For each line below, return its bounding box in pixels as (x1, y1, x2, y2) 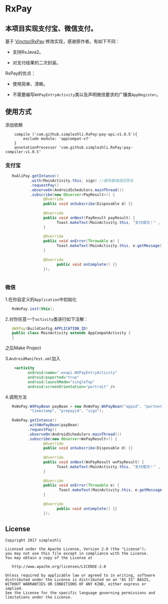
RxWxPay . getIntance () (11, 418, 57, 423)
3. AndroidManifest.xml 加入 (5, 356, 61, 362)
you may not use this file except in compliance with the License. (5, 551, 149, 556)
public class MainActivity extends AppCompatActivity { (11, 331, 131, 336)
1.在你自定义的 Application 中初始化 (5, 296, 77, 302)
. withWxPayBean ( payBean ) (27, 422, 79, 428)
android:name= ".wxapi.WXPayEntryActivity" (27, 370, 117, 375)
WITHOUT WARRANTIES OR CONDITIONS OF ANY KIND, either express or (5, 581, 146, 587)
